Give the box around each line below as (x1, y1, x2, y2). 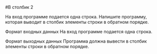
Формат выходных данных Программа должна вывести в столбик (5, 38, 147, 44)
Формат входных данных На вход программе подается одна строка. (5, 29, 152, 34)
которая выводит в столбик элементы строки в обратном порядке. (5, 19, 149, 25)
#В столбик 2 (5, 4, 33, 10)
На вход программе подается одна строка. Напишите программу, (5, 14, 147, 19)
